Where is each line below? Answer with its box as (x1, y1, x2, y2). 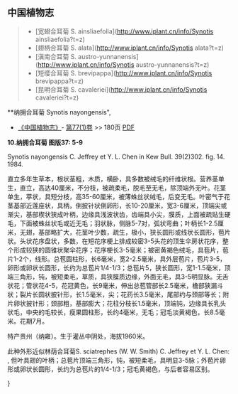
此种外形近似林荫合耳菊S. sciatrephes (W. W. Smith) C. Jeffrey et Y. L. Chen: (7, 347, 230, 356)
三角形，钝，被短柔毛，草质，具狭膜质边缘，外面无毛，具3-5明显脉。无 (13, 272, 223, 281)
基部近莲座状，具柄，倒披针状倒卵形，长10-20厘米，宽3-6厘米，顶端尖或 (13, 201, 227, 210)
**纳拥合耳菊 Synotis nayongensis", (7, 107, 111, 116)
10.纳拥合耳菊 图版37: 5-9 (7, 138, 84, 147)
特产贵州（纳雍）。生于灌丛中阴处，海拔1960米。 (7, 331, 149, 340)
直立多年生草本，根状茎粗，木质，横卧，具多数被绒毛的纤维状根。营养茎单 (7, 174, 225, 183)
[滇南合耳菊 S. (35, 52, 76, 60)
